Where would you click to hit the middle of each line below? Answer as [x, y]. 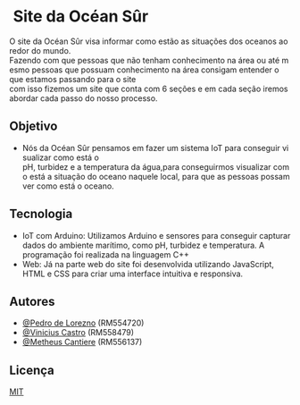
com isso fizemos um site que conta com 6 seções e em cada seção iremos [149, 89]
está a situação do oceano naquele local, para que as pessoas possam [160, 176]
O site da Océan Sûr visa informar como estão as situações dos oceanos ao [149, 41]
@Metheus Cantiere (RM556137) [82, 342]
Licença [32, 370]
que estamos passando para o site [73, 79]
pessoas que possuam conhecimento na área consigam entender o [155, 70]
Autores [32, 301]
